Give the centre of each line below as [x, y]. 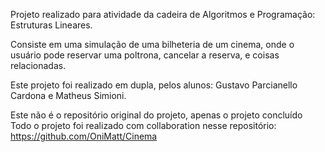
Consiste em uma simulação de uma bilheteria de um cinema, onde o [152, 44]
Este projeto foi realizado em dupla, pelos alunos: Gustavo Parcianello [154, 85]
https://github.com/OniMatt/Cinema [84, 136]
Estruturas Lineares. [51, 25]
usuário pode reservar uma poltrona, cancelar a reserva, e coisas [145, 55]
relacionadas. [38, 65]
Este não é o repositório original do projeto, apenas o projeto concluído [156, 115]
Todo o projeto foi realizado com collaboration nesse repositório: [143, 125]
